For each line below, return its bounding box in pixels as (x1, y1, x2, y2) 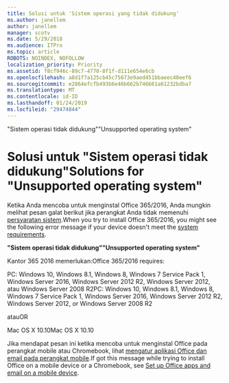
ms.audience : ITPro (7, 42, 63, 49)
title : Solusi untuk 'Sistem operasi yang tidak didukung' (7, 10, 180, 17)
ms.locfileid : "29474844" (7, 106, 81, 113)
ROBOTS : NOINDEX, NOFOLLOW (7, 55, 84, 62)
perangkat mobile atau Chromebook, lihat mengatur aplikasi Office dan (7, 347, 207, 355)
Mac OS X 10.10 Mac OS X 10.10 (7, 326, 95, 334)
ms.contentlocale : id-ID (7, 94, 78, 100)
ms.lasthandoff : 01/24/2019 (7, 100, 88, 107)
